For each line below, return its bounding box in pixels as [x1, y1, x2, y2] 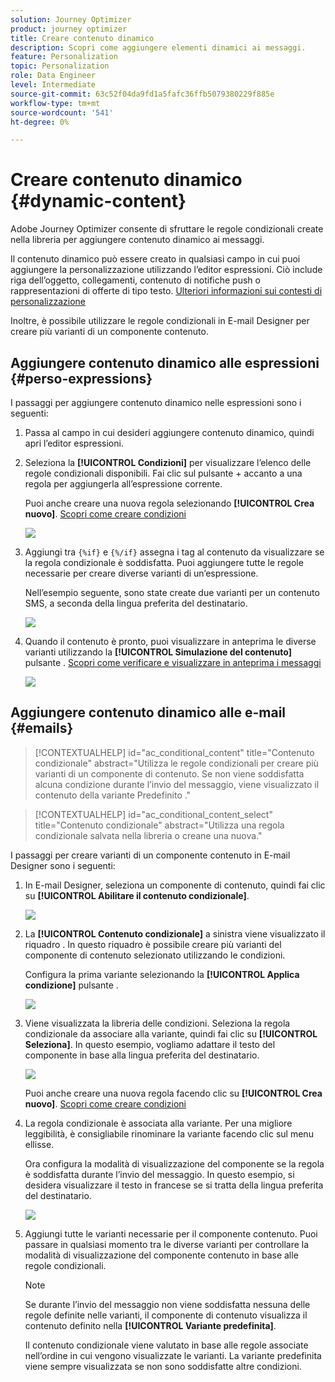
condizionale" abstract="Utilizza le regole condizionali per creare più [34, 757, 319, 769]
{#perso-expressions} [10, 370, 153, 387]
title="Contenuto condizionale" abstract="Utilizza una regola [34, 819, 285, 831]
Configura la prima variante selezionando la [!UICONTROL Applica [24, 968, 300, 980]
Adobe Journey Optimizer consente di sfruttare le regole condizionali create [10, 223, 324, 235]
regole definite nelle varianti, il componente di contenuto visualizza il [24, 1309, 308, 1321]
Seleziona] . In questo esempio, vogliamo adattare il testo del [24, 1038, 276, 1050]
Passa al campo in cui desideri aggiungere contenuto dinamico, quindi [24, 427, 315, 438]
